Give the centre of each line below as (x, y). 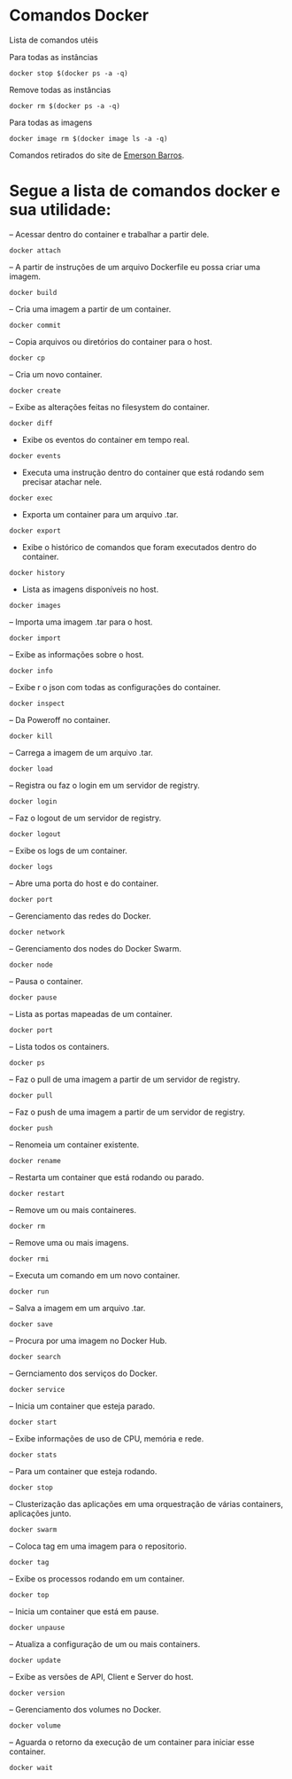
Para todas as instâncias (54, 57)
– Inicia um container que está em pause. (84, 1611)
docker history (37, 572)
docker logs (31, 866)
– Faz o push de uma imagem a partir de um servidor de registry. (127, 1112)
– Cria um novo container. (56, 374)
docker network (37, 932)
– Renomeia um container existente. (74, 1145)
